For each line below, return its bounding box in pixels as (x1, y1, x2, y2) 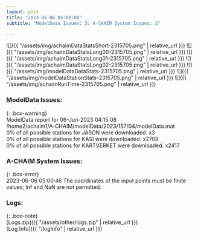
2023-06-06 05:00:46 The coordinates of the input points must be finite (6, 177, 187, 184)
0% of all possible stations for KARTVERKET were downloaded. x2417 (6, 142, 180, 149)
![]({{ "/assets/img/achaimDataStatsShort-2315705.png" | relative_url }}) (6, 42, 185, 49)
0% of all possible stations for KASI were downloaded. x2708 (6, 135, 159, 142)
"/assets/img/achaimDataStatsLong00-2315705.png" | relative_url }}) (14, 48, 186, 56)
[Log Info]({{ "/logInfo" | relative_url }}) (6, 225, 103, 233)
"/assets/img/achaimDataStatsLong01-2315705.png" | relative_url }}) (14, 55, 185, 62)
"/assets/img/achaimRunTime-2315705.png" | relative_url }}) (6, 81, 156, 88)
